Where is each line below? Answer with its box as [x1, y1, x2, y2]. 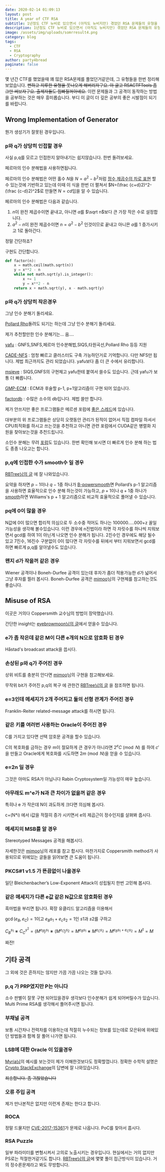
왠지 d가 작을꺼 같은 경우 [5, 558, 60, 565]
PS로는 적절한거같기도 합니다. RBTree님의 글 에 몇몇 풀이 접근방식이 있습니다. [5, 1155, 152, 1161]
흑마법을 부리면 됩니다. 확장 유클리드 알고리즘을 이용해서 [5, 905, 113, 911]
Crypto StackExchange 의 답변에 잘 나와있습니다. [5, 1064, 100, 1070]
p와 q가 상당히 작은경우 [5, 298, 57, 305]
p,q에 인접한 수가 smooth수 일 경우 [5, 459, 84, 466]
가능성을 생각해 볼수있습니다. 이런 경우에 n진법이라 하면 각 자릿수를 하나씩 [5, 526, 146, 532]
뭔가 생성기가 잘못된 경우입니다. [5, 129, 66, 135]
